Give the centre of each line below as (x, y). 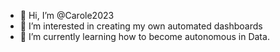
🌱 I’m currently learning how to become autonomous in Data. (144, 36)
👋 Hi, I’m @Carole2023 (67, 15)
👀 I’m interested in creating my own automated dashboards (141, 26)
